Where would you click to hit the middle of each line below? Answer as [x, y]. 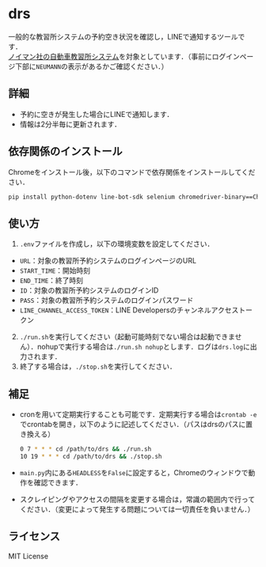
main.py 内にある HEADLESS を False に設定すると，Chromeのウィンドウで [134, 472]
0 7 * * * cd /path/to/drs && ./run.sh [85, 449]
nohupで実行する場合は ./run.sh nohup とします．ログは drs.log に [144, 347]
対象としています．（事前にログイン [182, 56]
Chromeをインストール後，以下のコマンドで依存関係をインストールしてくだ [132, 172]
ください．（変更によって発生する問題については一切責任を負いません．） [137, 509]
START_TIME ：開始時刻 [55, 270]
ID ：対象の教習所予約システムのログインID [89, 290]
